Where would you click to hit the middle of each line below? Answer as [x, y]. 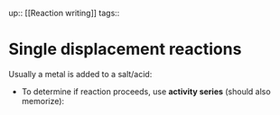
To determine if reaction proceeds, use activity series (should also [146, 91]
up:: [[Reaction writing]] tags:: [64, 13]
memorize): [43, 101]
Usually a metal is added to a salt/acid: [80, 74]
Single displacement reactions [125, 49]
